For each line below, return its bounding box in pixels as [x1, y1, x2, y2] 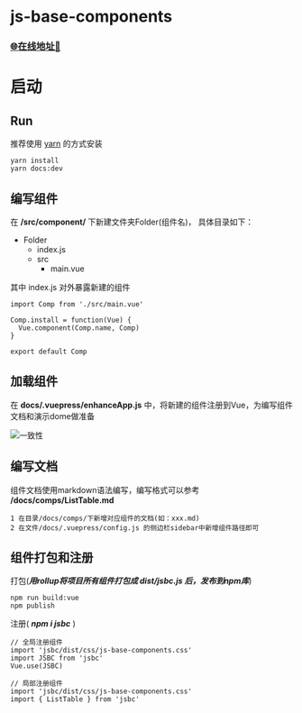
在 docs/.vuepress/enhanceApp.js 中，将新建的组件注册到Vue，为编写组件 [10, 399, 294, 410]
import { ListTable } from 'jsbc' [10, 695, 141, 704]
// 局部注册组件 [10, 679, 63, 689]
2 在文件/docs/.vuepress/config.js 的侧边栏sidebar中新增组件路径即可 [10, 523, 260, 533]
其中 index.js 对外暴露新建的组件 [10, 281, 131, 292]
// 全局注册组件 [10, 638, 63, 647]
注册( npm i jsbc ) [10, 618, 76, 629]
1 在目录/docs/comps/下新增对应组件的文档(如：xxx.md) [10, 514, 200, 523]
